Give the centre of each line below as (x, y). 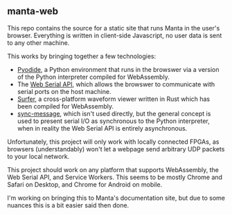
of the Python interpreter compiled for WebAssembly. (93, 77)
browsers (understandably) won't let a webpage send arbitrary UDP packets (116, 149)
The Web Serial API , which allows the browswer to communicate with (116, 84)
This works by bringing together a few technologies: (82, 56)
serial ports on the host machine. (64, 91)
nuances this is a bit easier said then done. (68, 205)
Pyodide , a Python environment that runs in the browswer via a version (118, 69)
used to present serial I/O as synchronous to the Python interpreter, (113, 121)
